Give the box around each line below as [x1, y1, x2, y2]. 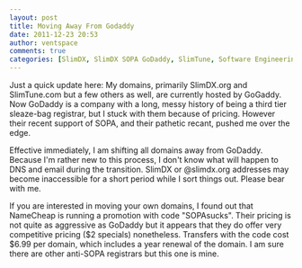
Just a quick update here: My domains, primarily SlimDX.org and [9, 80, 248, 90]
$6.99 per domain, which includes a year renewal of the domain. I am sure [9, 239, 285, 249]
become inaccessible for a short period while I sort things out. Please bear [9, 174, 285, 184]
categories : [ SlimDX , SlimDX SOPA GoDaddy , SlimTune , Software [9, 55, 252, 64]
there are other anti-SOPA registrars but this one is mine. [9, 248, 219, 259]
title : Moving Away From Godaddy [9, 22, 135, 31]
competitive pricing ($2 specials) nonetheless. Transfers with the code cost [9, 229, 289, 239]
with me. [9, 183, 42, 193]
